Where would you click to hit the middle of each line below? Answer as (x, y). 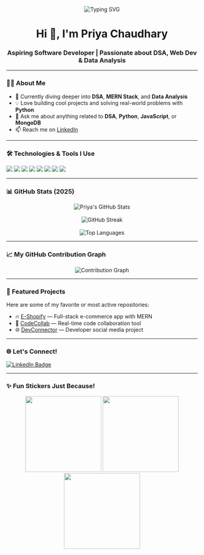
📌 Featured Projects (36, 291)
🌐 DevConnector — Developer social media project (79, 329)
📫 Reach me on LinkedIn (46, 129)
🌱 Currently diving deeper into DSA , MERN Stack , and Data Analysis (101, 96)
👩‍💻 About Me (26, 83)
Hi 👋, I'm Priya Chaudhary (102, 34)
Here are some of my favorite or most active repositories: (78, 304)
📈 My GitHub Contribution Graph (56, 255)
